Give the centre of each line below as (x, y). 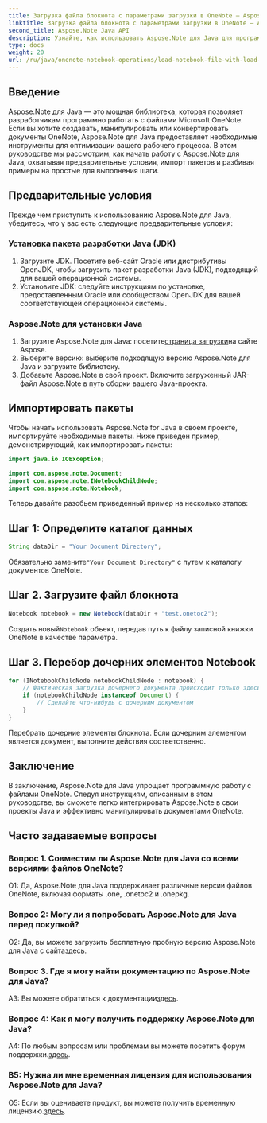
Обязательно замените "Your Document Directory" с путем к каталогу (125, 562)
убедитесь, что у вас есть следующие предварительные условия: (120, 223)
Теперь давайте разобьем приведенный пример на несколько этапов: (128, 503)
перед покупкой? (44, 925)
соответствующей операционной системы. (93, 303)
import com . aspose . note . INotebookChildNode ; (83, 481)
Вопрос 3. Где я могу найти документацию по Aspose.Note (129, 971)
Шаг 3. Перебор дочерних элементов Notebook (132, 662)
